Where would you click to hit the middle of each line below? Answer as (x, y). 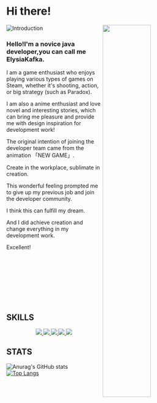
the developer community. (39, 199)
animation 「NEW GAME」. (40, 155)
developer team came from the (45, 148)
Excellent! (19, 247)
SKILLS (20, 317)
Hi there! (29, 11)
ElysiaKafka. (25, 59)
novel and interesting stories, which (51, 111)
